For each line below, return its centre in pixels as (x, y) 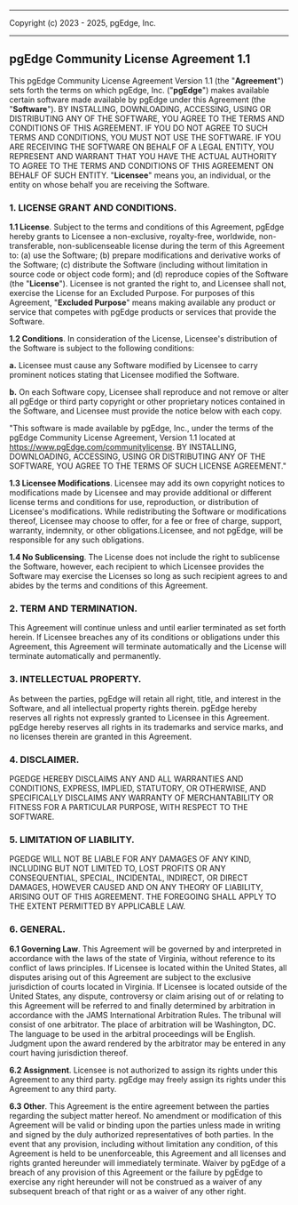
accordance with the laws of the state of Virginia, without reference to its (142, 958)
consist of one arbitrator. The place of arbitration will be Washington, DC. (143, 1024)
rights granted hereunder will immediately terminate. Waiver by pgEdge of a (148, 1162)
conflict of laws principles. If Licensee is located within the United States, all (148, 968)
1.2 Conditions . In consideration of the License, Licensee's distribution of (143, 339)
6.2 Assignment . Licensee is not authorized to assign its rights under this (143, 1070)
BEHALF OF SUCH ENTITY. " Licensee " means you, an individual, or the (140, 175)
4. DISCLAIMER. (44, 759)
